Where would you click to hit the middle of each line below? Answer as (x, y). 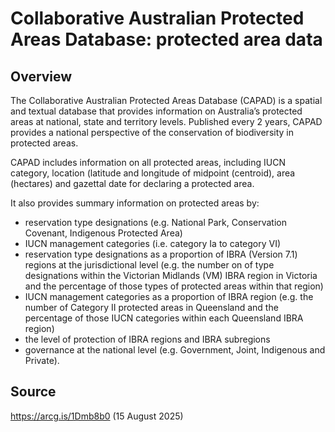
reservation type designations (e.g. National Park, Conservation (155, 222)
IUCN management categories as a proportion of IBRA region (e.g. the (169, 296)
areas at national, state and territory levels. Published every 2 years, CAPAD (166, 121)
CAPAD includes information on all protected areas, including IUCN (148, 162)
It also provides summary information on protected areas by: (135, 203)
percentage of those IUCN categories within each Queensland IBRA (164, 318)
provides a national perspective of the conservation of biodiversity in (152, 132)
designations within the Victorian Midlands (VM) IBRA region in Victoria (171, 275)
